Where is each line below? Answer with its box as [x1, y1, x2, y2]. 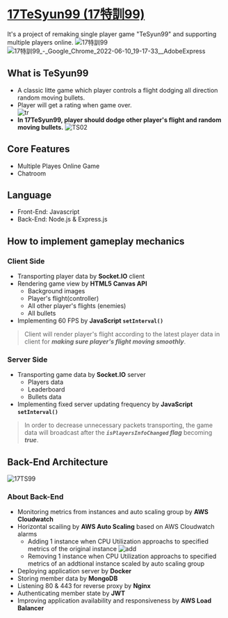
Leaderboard [27, 385, 65, 394]
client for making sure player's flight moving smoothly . [24, 337, 186, 346]
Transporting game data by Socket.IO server [17, 371, 146, 379]
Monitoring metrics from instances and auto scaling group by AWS [17, 508, 209, 516]
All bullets [27, 309, 56, 318]
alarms [17, 530, 38, 539]
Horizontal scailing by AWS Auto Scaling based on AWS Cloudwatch [17, 523, 215, 531]
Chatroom [17, 169, 47, 178]
